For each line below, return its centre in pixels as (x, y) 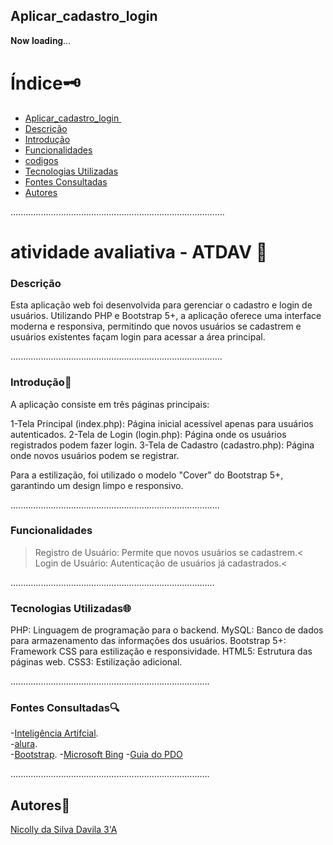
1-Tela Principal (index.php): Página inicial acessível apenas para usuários (162, 423)
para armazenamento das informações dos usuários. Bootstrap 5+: (148, 641)
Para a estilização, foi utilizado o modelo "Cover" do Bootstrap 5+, (147, 475)
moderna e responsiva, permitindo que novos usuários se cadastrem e (156, 326)
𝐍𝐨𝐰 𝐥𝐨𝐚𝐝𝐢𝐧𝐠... (41, 40)
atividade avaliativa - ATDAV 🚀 (139, 251)
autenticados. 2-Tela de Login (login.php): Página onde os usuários (148, 434)
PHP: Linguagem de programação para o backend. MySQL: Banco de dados (167, 630)
